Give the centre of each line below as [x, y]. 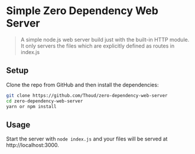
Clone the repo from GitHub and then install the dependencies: [82, 85]
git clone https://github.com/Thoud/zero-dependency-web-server [87, 95]
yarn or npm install [32, 106]
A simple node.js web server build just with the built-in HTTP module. [105, 39]
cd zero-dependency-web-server [45, 101]
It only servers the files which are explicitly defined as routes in [97, 46]
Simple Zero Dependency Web [82, 11]
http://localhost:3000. [32, 145]
